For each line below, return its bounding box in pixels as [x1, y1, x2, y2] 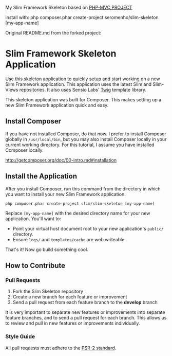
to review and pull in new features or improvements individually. [5, 320, 140, 326]
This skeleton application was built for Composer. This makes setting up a [5, 96, 162, 102]
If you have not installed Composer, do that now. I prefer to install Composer [5, 131, 166, 137]
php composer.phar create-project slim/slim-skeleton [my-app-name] [5, 201, 155, 206]
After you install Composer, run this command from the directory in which [5, 185, 161, 192]
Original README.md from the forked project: [5, 30, 102, 35]
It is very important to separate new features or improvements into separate [5, 309, 165, 315]
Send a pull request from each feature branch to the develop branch [12, 299, 158, 306]
